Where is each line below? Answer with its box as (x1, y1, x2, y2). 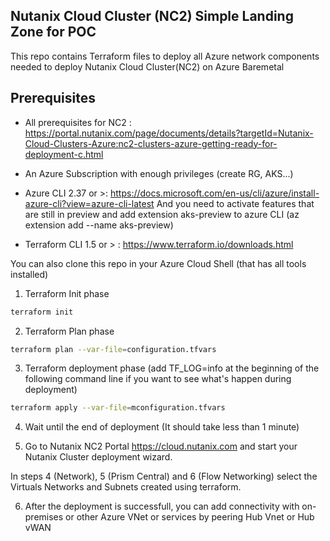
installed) (10, 268, 49, 280)
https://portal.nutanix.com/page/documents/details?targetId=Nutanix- (24, 127, 314, 139)
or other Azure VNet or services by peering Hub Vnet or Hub (65, 511, 315, 523)
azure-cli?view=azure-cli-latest (24, 197, 155, 209)
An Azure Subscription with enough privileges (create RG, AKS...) (24, 167, 294, 179)
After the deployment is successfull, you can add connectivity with (24, 500, 300, 513)
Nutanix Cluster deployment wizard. (24, 451, 173, 463)
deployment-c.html (24, 148, 104, 160)
